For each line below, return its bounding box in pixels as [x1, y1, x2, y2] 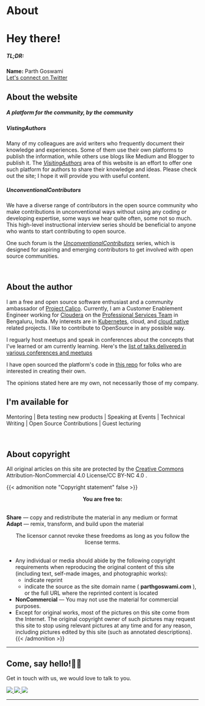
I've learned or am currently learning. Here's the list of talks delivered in [6, 342, 187, 350]
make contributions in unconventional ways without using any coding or [6, 208, 187, 216]
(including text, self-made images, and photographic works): [15, 570, 168, 578]
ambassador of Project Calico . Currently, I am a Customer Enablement [6, 304, 183, 312]
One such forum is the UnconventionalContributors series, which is [6, 240, 175, 247]
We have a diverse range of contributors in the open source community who [6, 202, 198, 209]
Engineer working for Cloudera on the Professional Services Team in [6, 311, 179, 318]
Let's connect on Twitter [6, 74, 68, 81]
